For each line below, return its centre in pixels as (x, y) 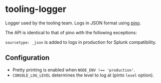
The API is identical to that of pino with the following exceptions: (71, 32)
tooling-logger (36, 9)
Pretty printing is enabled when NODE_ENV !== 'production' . (74, 70)
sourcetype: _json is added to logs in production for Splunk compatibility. (81, 42)
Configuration (27, 58)
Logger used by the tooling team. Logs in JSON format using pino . (73, 23)
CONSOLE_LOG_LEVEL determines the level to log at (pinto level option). (83, 75)
